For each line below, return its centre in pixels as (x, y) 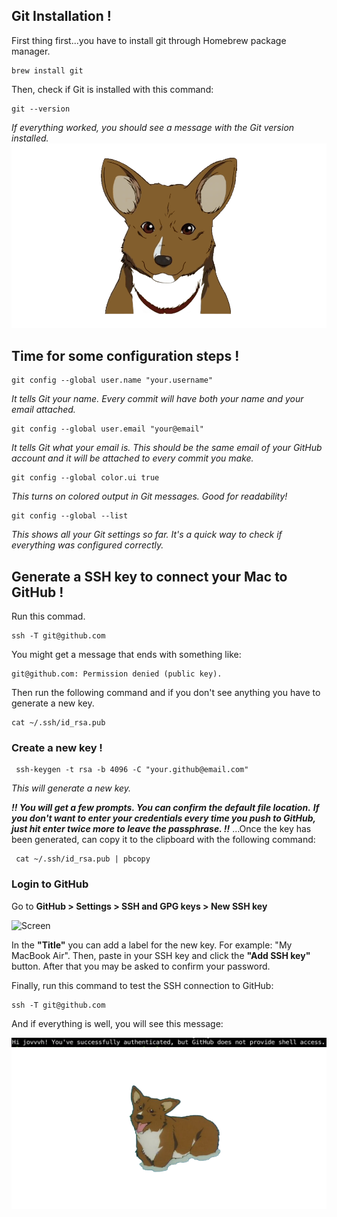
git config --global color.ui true (85, 478)
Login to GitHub (50, 884)
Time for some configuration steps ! (125, 355)
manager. (31, 51)
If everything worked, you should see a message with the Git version (153, 127)
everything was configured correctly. (87, 545)
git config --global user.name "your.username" (112, 380)
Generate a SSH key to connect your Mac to (149, 576)
